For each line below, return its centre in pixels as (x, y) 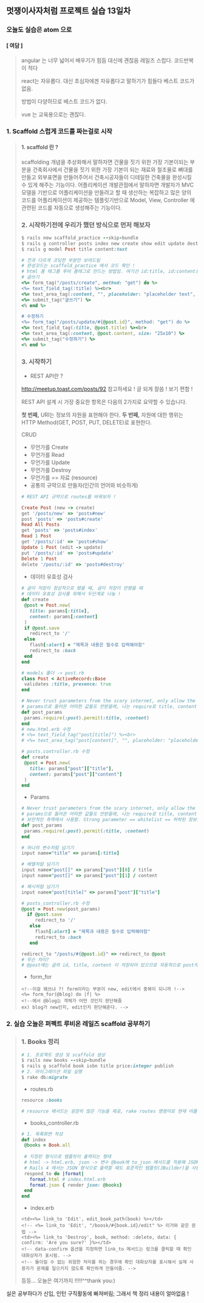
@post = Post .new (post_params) (61, 909)
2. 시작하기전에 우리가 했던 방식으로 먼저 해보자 (86, 225)
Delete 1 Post (39, 559)
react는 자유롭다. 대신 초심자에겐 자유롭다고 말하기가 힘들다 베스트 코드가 (108, 80)
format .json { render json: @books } (76, 1185)
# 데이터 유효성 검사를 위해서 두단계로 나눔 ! (71, 594)
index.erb (42, 1208)
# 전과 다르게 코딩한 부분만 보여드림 (60, 260)
